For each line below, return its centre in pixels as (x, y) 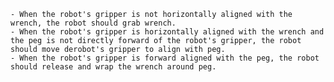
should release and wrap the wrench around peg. (113, 67)
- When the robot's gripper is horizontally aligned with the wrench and (167, 32)
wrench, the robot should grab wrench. (93, 23)
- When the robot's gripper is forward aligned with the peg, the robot (165, 58)
